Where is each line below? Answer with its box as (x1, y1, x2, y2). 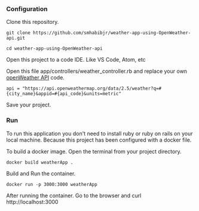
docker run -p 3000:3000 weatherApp (6, 181, 97, 187)
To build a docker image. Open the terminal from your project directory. (6, 148, 182, 155)
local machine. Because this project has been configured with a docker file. (6, 136, 192, 143)
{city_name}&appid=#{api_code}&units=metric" (6, 91, 121, 97)
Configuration (6, 5, 48, 13)
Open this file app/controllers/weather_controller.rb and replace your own (6, 68, 187, 75)
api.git (6, 35, 26, 41)
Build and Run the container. (6, 170, 76, 177)
